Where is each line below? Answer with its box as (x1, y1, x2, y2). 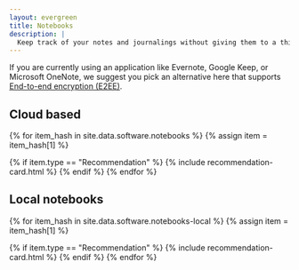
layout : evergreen (9, 12, 77, 22)
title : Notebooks (9, 21, 74, 30)
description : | (9, 29, 66, 38)
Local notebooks (9, 192, 104, 207)
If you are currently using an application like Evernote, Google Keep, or (9, 62, 269, 73)
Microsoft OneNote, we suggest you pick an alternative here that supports (9, 72, 281, 83)
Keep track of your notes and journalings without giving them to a (17, 37, 277, 47)
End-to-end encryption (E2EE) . (9, 81, 123, 91)
